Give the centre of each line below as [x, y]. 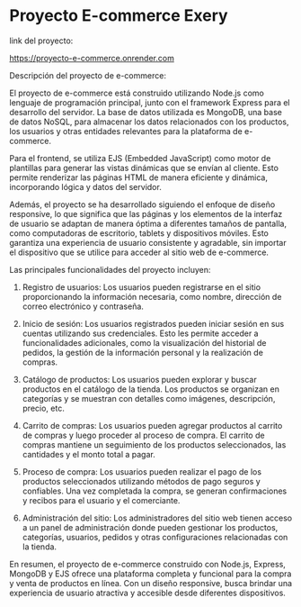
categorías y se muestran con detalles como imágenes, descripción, [149, 398]
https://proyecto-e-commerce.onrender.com [92, 58]
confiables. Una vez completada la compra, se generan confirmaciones [155, 491]
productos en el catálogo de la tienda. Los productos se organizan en [151, 389]
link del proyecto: [41, 41]
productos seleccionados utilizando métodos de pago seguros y [141, 481]
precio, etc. [43, 408]
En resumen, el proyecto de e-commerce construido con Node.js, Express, [147, 564]
